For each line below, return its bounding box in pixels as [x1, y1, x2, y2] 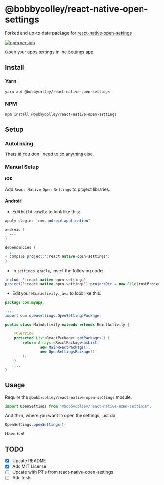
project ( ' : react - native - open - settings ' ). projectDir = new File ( [5, 281, 139, 286]
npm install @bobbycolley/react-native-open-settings [5, 112, 117, 117]
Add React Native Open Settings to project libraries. [5, 186, 111, 192]
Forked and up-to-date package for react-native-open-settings [5, 30, 132, 36]
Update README [12, 458, 46, 464]
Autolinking [5, 140, 33, 147]
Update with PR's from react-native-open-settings [12, 469, 114, 475]
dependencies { [5, 245, 36, 250]
